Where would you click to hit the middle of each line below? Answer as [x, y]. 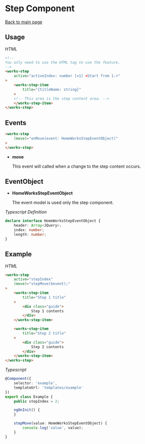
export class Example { [29, 397]
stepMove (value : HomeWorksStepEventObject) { [61, 424]
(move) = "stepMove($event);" [42, 284]
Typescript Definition [26, 212]
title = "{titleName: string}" [52, 89]
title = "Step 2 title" [44, 334]
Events [16, 123]
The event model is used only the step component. [63, 203]
